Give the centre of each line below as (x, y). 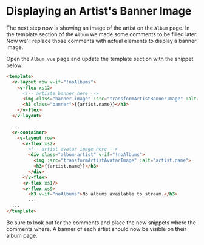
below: (15, 65)
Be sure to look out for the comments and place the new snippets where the (101, 223)
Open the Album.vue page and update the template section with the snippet (100, 59)
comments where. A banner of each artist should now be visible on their (97, 229)
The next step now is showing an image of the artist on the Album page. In (98, 28)
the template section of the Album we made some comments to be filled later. (102, 34)
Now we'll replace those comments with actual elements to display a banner (101, 41)
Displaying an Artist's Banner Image (99, 11)
